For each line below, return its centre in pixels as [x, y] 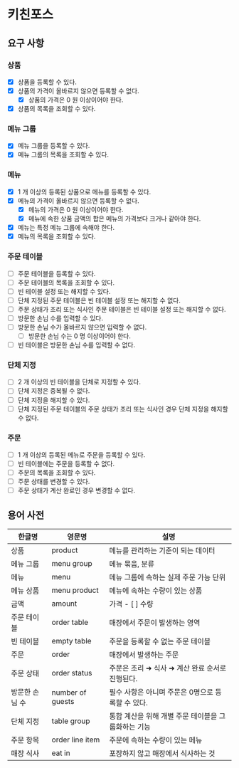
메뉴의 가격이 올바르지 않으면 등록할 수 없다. [79, 201]
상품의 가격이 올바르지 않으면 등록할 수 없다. [79, 90]
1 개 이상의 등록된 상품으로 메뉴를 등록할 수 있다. [84, 191]
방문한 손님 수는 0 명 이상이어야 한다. [80, 336]
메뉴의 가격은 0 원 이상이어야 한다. [76, 209]
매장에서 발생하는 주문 [144, 655]
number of [69, 693]
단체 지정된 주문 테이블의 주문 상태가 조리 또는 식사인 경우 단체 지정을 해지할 [123, 409]
